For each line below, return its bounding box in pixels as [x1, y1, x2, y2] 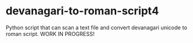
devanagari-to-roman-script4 [5, 4, 159, 18]
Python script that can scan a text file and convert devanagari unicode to [5, 24, 188, 31]
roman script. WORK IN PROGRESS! [5, 30, 95, 37]
